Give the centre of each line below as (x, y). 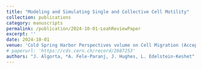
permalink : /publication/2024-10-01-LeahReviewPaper (74, 28)
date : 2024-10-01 (28, 40)
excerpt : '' (21, 34)
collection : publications (38, 17)
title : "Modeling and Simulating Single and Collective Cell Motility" (98, 12)
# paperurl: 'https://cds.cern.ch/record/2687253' (71, 51)
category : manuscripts (35, 23)
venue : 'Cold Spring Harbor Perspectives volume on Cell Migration (93, 46)
